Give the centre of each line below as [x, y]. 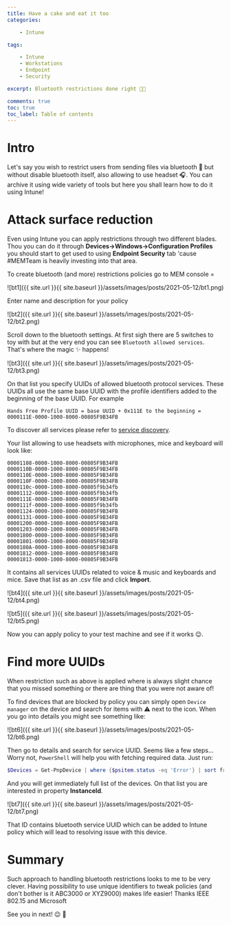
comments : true [29, 101]
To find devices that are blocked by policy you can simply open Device [107, 702]
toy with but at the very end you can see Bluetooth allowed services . [106, 342]
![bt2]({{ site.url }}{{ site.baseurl [52, 315]
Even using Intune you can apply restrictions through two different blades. [112, 239]
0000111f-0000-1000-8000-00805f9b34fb [63, 506]
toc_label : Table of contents [51, 114]
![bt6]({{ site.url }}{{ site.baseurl [53, 730]
